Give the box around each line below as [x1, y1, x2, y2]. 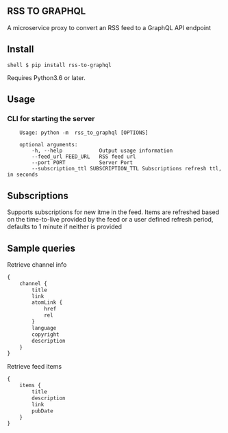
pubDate [31, 407, 53, 415]
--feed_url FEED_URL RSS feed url [31, 153, 136, 160]
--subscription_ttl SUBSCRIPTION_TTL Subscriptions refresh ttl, [31, 166, 223, 172]
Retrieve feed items [7, 363, 62, 371]
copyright [31, 331, 60, 338]
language [31, 324, 57, 331]
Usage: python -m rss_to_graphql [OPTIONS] [19, 129, 149, 136]
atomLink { [31, 299, 63, 306]
